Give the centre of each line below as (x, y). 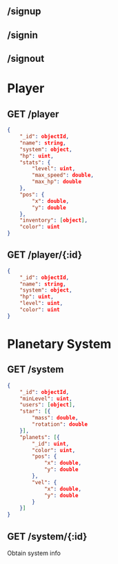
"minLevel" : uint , (46, 399)
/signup (24, 11)
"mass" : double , (55, 418)
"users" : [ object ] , (48, 405)
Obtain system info (34, 553)
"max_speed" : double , (63, 175)
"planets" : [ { (40, 437)
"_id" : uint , (51, 444)
